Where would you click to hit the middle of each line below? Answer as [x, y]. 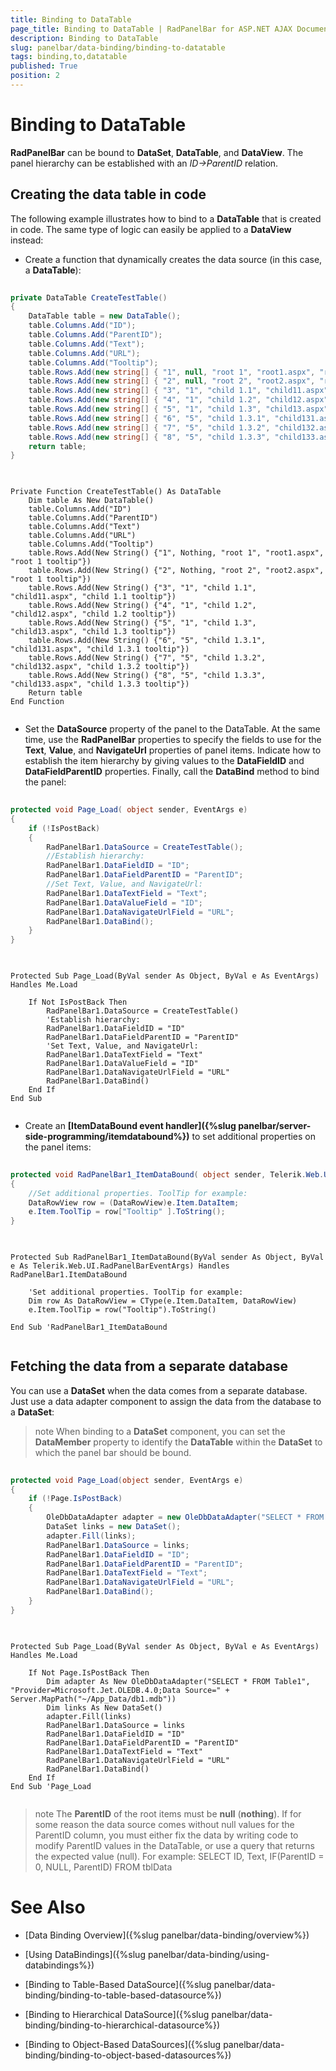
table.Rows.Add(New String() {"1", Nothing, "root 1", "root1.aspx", [176, 553]
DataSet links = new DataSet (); [114, 1527]
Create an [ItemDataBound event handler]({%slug [130, 1125]
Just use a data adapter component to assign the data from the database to [166, 1401]
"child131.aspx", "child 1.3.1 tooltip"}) [100, 649]
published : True [44, 66]
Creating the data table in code [108, 194]
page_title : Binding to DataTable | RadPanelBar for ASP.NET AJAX [151, 29]
